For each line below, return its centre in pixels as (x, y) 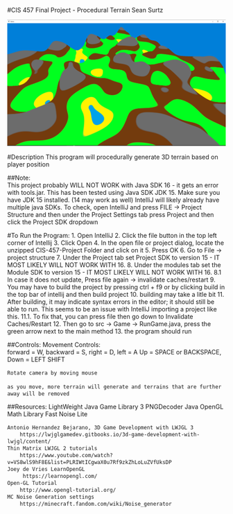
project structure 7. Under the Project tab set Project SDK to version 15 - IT (114, 258)
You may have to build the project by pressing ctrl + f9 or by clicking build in (116, 287)
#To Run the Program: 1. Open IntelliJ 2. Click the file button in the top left (112, 236)
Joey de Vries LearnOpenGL (46, 470)
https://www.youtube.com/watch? (66, 456)
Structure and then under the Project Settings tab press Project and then (111, 215)
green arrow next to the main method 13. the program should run (100, 332)
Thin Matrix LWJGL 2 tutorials (52, 449)
